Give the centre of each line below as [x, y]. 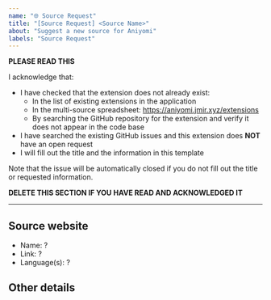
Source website [48, 226]
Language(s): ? [45, 263]
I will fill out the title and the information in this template [112, 153]
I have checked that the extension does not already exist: [115, 93]
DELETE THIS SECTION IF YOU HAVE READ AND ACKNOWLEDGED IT [126, 193]
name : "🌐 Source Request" [52, 16]
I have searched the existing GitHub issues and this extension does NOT [140, 136]
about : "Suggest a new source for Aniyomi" [83, 31]
